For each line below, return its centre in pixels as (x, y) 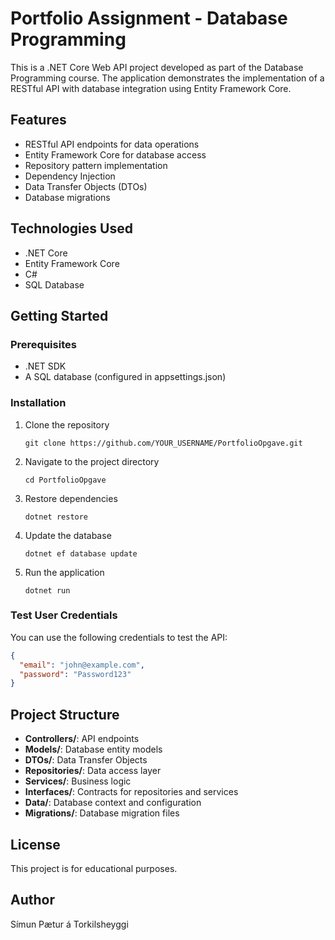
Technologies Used (71, 228)
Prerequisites (43, 344)
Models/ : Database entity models (93, 749)
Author (32, 900)
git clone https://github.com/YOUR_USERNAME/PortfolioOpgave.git (163, 443)
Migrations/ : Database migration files (102, 813)
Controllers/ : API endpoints (82, 739)
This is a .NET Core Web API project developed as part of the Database (157, 67)
